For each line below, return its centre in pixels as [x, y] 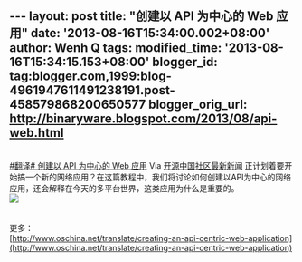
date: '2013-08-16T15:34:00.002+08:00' [150, 33]
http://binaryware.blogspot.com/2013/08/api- [143, 119]
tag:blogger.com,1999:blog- [90, 77]
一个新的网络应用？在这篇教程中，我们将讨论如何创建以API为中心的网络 [158, 177]
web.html [37, 133]
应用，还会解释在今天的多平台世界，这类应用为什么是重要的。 [124, 188]
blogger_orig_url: [198, 105]
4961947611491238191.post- [93, 90]
